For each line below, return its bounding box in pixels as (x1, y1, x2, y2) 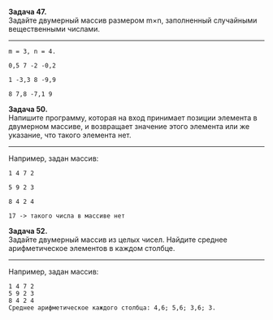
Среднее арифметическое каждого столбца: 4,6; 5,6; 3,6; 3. (8, 304, 217, 312)
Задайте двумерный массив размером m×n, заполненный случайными (8, 15, 258, 25)
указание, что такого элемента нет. (8, 130, 132, 140)
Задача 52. (8, 227, 48, 236)
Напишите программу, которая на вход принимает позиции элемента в (8, 113, 258, 123)
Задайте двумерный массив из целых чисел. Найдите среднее (8, 235, 227, 244)
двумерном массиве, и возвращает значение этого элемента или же (8, 122, 250, 131)
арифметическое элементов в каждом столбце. (8, 244, 175, 253)
